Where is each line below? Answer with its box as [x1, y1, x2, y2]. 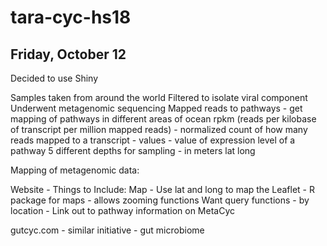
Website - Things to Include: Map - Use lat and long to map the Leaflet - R [10, 184, 315, 195]
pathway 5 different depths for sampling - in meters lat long [10, 145, 256, 156]
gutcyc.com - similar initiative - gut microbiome [10, 224, 205, 236]
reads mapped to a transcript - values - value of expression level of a [10, 134, 296, 146]
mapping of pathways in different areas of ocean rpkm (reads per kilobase [10, 113, 317, 125]
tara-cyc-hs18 [10, 6, 132, 29]
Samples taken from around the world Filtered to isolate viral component [10, 92, 308, 103]
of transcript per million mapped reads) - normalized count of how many [10, 124, 308, 135]
